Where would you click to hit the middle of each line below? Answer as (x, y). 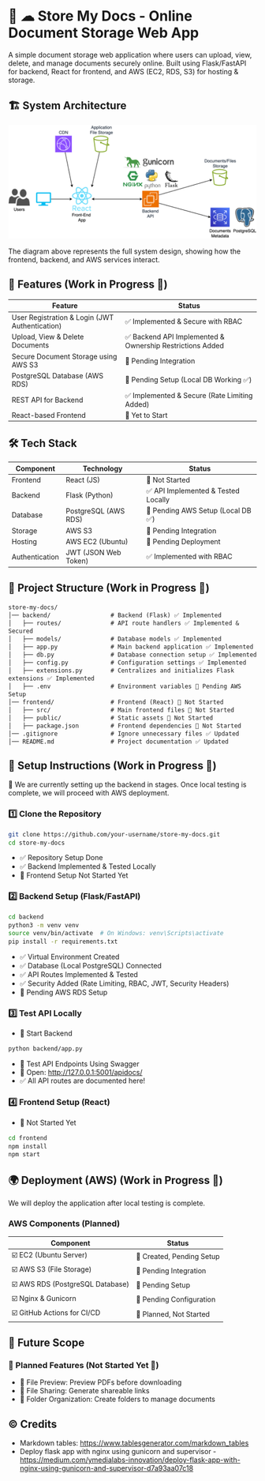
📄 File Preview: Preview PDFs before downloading (101, 1382)
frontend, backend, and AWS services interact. (84, 260)
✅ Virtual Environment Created (69, 957)
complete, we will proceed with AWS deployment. (89, 793)
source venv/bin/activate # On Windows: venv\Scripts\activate (116, 934)
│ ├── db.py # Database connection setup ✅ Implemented (133, 655)
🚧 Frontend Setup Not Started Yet (74, 875)
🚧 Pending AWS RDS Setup (63, 992)
